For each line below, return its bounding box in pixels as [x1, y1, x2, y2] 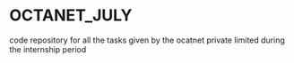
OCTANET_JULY [9, 5, 133, 26]
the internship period [9, 43, 87, 54]
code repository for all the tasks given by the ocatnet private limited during [9, 35, 285, 45]
